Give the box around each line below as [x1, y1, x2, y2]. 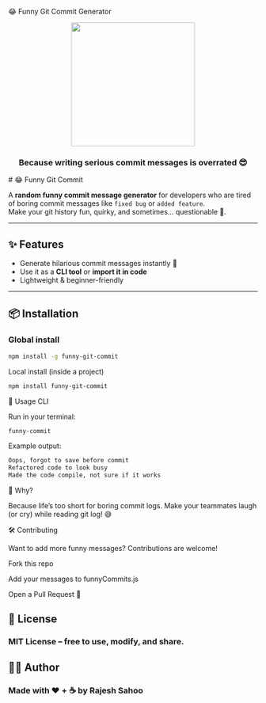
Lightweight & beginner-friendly [19, 275, 124, 285]
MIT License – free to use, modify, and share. [8, 636, 184, 648]
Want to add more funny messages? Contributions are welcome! [8, 544, 218, 553]
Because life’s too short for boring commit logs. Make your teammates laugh [8, 501, 257, 511]
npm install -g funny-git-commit [8, 352, 119, 360]
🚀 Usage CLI [8, 396, 49, 406]
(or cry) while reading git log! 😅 [8, 510, 112, 519]
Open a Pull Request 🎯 [8, 590, 82, 599]
